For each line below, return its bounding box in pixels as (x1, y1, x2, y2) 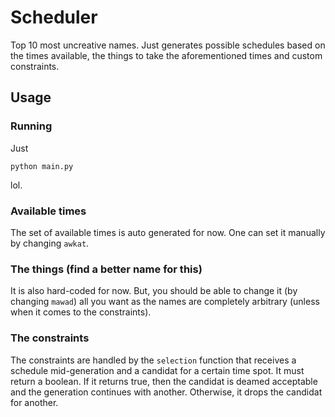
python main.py (10, 161, 74, 171)
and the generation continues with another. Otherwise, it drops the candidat (10, 386, 323, 398)
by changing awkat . (10, 237, 90, 249)
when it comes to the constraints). (10, 306, 152, 318)
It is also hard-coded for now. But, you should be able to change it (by (10, 285, 298, 297)
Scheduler (10, 6, 98, 29)
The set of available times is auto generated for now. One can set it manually (10, 226, 326, 238)
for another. (10, 396, 59, 408)
